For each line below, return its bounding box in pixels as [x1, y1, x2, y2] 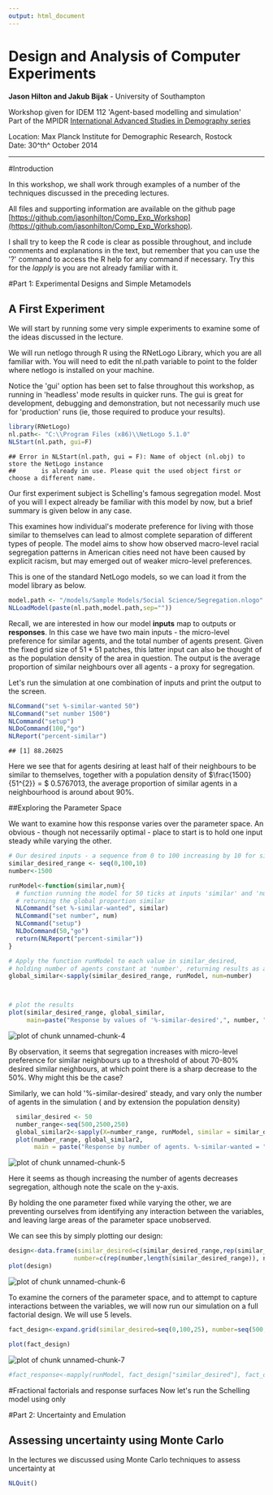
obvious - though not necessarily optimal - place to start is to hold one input [8, 827, 263, 837]
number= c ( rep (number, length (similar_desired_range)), [73, 1255, 260, 1263]
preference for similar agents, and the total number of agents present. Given [8, 636, 264, 646]
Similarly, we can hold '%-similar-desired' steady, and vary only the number [8, 1088, 262, 1098]
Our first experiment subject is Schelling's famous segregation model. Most [8, 489, 262, 498]
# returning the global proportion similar [15, 897, 165, 905]
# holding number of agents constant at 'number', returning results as [8, 964, 260, 973]
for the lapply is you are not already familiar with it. [8, 262, 179, 273]
